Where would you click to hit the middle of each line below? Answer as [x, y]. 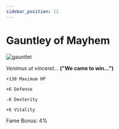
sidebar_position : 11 [33, 11]
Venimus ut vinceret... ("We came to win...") [60, 68]
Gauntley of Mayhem [58, 40]
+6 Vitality [21, 110]
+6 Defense [19, 89]
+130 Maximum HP [26, 79]
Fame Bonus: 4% [27, 120]
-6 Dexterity [22, 99]
